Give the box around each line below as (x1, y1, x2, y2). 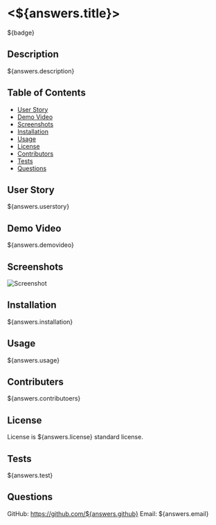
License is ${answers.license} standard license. (7, 433, 143, 441)
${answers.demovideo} (7, 241, 74, 249)
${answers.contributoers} (7, 394, 81, 403)
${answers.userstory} (7, 203, 70, 211)
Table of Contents (7, 87, 87, 99)
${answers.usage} (7, 356, 60, 365)
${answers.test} (7, 471, 53, 479)
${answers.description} (7, 66, 75, 75)
